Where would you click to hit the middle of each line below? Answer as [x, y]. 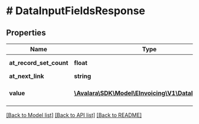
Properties [26, 33]
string [83, 76]
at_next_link [27, 76]
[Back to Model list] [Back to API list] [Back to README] [74, 115]
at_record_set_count [39, 63]
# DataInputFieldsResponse [76, 11]
